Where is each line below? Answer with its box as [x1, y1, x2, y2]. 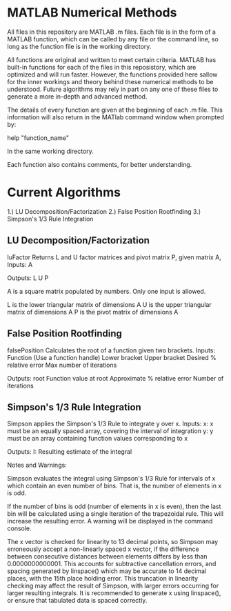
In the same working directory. [7, 147, 94, 155]
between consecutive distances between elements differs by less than [7, 552, 208, 561]
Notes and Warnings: [7, 461, 67, 470]
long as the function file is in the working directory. [7, 42, 152, 50]
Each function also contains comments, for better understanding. [7, 160, 192, 168]
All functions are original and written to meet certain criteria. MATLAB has [7, 55, 217, 63]
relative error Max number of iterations [7, 361, 117, 369]
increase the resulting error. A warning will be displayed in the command [7, 517, 213, 525]
